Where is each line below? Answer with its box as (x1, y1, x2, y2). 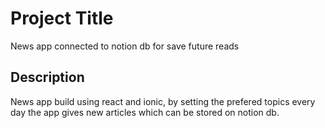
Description (10, 69, 85, 86)
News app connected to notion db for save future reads (10, 40, 240, 52)
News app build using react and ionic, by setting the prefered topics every (10, 95, 316, 107)
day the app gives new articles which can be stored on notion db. (10, 106, 280, 118)
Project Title (10, 7, 114, 30)
